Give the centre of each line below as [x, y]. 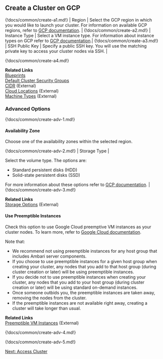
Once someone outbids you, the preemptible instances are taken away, [83, 292]
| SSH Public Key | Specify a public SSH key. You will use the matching [76, 46]
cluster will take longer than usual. [47, 308]
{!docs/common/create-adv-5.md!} [41, 342]
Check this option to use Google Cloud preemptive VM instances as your [78, 227]
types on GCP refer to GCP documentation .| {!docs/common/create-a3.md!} [82, 41]
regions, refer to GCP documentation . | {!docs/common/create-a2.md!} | [78, 30]
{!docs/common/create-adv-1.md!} [40, 120]
